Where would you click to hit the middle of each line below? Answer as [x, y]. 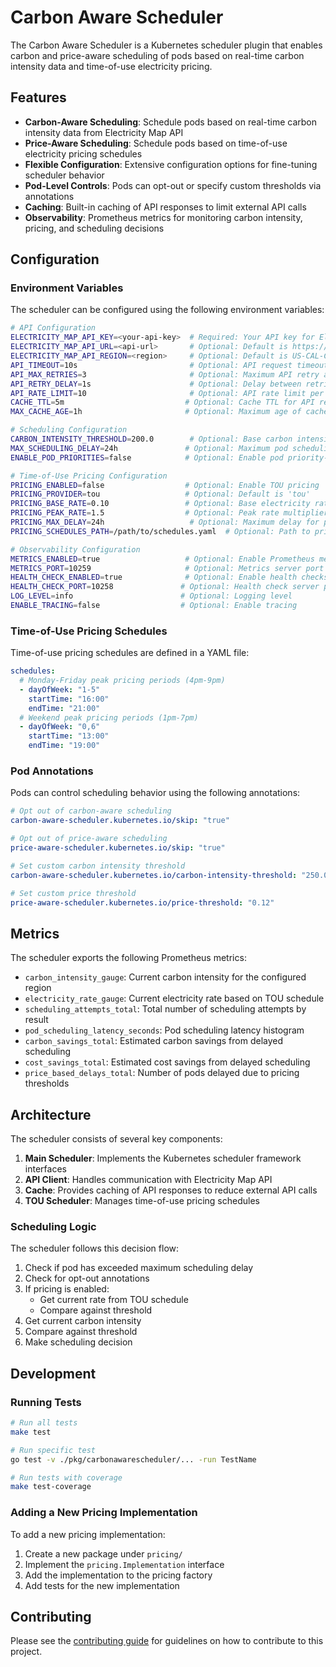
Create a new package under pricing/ [103, 1553]
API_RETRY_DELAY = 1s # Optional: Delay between [156, 384]
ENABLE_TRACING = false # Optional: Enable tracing [154, 606]
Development [53, 1373]
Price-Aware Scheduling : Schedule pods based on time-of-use [156, 143]
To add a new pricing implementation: [88, 1534]
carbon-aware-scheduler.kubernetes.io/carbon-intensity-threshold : [154, 875]
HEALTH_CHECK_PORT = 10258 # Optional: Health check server [165, 587]
